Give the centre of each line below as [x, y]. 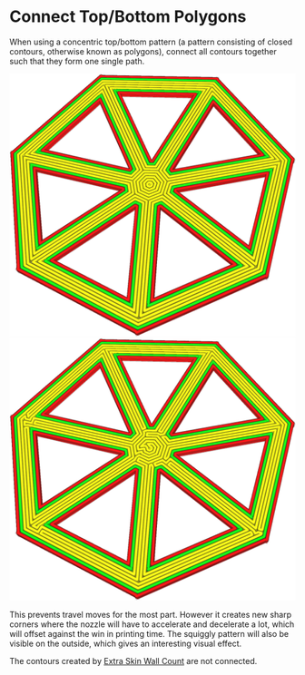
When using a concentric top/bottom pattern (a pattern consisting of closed [151, 42]
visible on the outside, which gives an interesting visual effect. [126, 644]
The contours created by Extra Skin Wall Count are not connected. [133, 661]
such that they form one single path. [77, 61]
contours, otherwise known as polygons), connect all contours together [143, 51]
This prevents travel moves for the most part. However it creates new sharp [151, 615]
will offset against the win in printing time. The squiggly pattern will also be [149, 634]
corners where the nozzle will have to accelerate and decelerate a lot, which [152, 624]
